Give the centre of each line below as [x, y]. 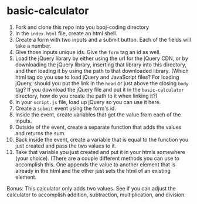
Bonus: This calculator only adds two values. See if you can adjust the [91, 188]
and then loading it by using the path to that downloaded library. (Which [102, 71]
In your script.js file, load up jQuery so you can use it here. [88, 102]
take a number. [33, 46]
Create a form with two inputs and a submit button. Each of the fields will [103, 39]
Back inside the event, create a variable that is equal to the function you [102, 139]
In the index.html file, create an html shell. [66, 33]
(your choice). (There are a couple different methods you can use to [97, 158]
